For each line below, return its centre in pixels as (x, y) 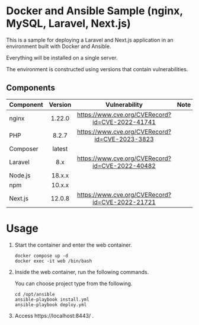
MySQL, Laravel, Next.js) (69, 23)
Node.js (20, 175)
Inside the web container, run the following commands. (82, 272)
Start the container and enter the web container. (73, 245)
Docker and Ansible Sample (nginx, (94, 11)
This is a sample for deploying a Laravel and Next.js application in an (90, 40)
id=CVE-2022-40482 (124, 165)
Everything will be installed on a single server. (62, 58)
